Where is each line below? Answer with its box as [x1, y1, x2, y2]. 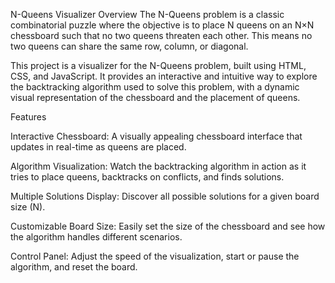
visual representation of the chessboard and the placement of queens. [10, 92, 301, 103]
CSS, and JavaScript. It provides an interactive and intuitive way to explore [10, 70, 318, 82]
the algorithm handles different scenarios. [10, 231, 183, 243]
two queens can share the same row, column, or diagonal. [10, 40, 249, 52]
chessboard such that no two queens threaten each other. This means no [10, 30, 313, 41]
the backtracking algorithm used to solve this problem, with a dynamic [10, 81, 300, 93]
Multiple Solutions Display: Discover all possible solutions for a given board [10, 190, 320, 202]
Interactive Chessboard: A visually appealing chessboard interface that [10, 130, 303, 142]
